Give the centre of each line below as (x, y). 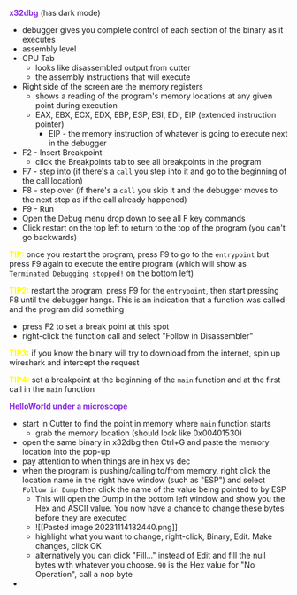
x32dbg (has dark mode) (55, 13)
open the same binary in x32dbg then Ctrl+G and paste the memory (145, 442)
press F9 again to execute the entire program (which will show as (128, 264)
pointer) (49, 124)
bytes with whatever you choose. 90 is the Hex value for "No (145, 565)
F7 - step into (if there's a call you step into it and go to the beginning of (154, 171)
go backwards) (49, 237)
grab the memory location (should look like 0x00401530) (139, 433)
